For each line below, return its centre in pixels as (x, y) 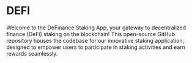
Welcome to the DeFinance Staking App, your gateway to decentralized (96, 28)
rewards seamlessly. (32, 53)
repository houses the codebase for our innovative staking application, (95, 40)
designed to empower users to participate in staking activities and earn (96, 47)
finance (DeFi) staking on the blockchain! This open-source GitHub (91, 34)
